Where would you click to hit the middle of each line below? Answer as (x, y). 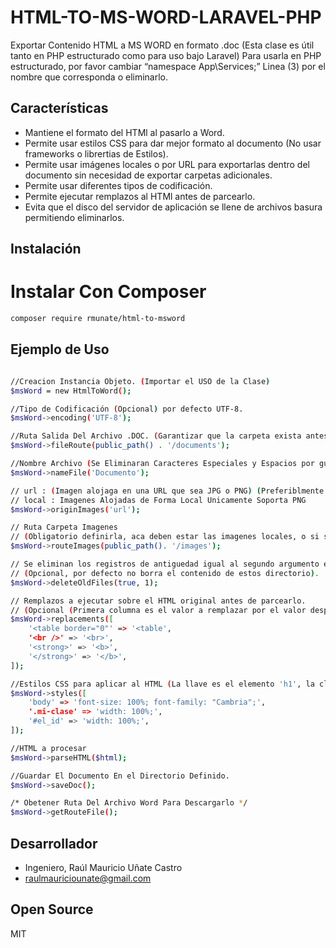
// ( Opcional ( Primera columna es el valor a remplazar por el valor (158, 610)
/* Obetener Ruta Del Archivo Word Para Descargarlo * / (129, 803)
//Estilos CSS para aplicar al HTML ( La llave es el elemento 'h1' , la (162, 684)
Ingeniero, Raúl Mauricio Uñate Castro (103, 867)
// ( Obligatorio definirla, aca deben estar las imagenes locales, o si (165, 537)
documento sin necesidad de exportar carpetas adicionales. (148, 175)
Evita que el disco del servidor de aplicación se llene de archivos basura (173, 207)
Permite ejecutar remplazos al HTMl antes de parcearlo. (140, 196)
